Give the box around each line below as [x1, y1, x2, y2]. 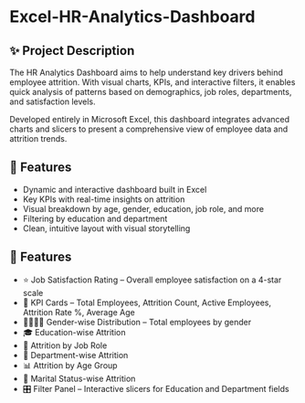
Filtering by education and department [22, 213, 168, 224]
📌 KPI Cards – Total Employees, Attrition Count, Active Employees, [22, 297, 272, 308]
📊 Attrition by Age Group [22, 359, 118, 371]
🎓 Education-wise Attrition [22, 326, 126, 337]
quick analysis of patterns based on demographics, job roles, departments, [9, 87, 292, 97]
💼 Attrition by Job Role [22, 340, 108, 351]
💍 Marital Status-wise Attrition [22, 373, 136, 384]
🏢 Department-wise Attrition [22, 349, 129, 360]
